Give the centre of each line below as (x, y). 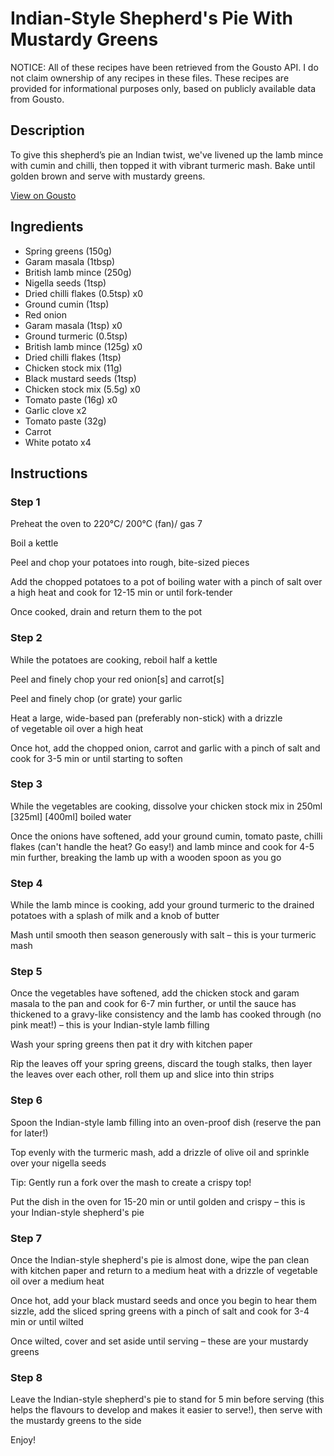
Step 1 (25, 502)
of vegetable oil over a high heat (77, 728)
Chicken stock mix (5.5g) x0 (82, 389)
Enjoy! (23, 1440)
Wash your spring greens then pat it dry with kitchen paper (131, 1044)
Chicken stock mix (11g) (73, 368)
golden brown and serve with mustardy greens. (108, 176)
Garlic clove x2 (55, 410)
